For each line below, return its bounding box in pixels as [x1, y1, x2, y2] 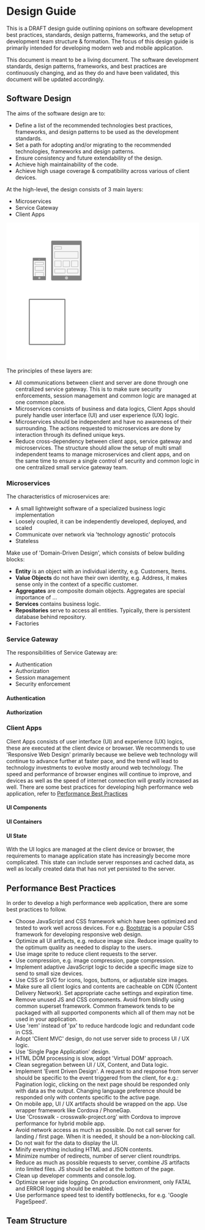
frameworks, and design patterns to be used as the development [15, 128, 179, 136]
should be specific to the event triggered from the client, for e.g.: [15, 1074, 179, 1082]
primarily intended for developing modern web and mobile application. [6, 44, 184, 52]
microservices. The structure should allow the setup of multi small [15, 444, 182, 452]
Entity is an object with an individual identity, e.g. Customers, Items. [15, 567, 187, 575]
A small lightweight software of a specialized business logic [15, 505, 166, 512]
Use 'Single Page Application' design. [15, 1048, 110, 1056]
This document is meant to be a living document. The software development [6, 56, 199, 63]
